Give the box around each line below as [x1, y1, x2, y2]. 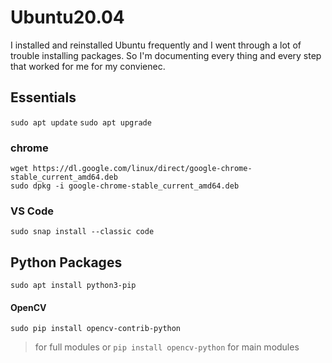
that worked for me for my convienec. [10, 60, 166, 72]
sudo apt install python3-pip [10, 281, 137, 291]
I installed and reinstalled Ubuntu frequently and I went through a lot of [10, 39, 302, 51]
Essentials [10, 89, 77, 106]
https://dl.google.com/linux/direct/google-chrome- [32, 164, 253, 174]
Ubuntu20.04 [10, 6, 125, 29]
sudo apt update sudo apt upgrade [10, 117, 152, 128]
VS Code [10, 204, 54, 218]
